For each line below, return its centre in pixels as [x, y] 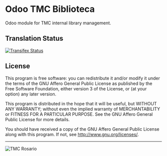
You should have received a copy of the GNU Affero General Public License [82, 129]
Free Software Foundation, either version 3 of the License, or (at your [76, 88]
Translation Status [34, 39]
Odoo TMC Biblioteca [50, 9]
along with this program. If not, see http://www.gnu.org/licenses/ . [72, 134]
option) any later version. [31, 94]
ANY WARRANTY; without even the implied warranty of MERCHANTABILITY [83, 109]
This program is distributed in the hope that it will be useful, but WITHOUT [81, 103]
